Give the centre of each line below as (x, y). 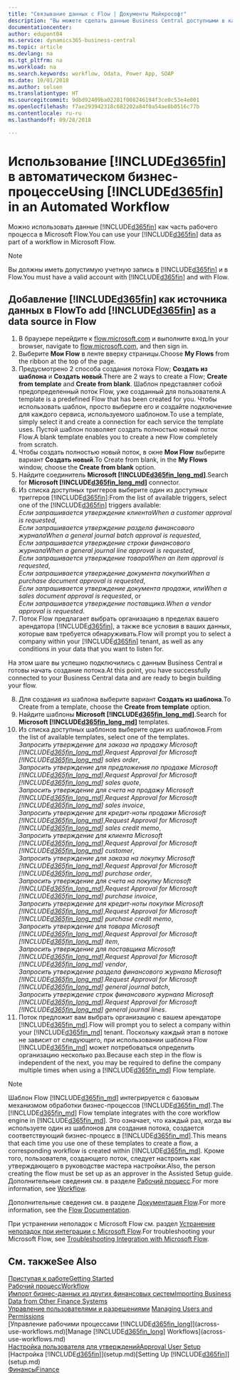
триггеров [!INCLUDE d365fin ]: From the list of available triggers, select (122, 498)
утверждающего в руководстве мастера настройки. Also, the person (112, 1166)
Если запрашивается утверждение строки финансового (104, 543)
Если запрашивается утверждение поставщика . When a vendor (115, 603)
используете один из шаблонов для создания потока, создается (106, 1128)
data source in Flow (52, 321)
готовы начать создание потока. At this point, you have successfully (109, 670)
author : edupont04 (35, 34)
